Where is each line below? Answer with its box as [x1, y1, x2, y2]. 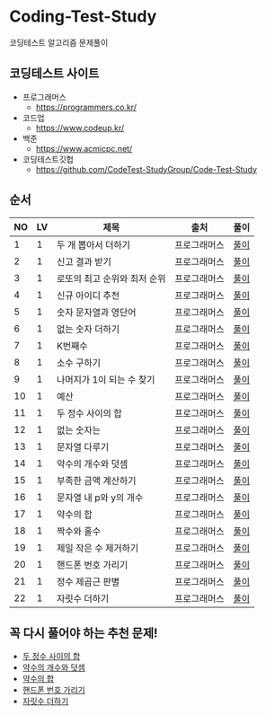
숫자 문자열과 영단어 [57, 305, 137, 318]
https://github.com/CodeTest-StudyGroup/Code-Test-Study [35, 163, 258, 174]
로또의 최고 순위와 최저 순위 [57, 272, 166, 285]
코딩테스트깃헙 [22, 154, 74, 164]
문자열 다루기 [57, 440, 110, 453]
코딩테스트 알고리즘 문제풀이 [9, 37, 109, 48]
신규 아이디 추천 [57, 289, 120, 302]
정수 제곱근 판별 [57, 575, 120, 587]
